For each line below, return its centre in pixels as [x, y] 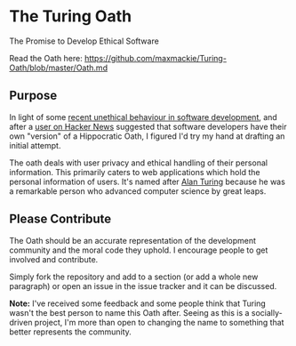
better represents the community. [70, 332]
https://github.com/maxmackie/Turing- [155, 58]
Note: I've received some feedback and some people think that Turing [138, 303]
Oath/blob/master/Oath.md [59, 68]
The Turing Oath [70, 16]
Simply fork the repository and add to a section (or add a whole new [134, 277]
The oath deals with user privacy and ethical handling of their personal [139, 163]
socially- [267, 312]
